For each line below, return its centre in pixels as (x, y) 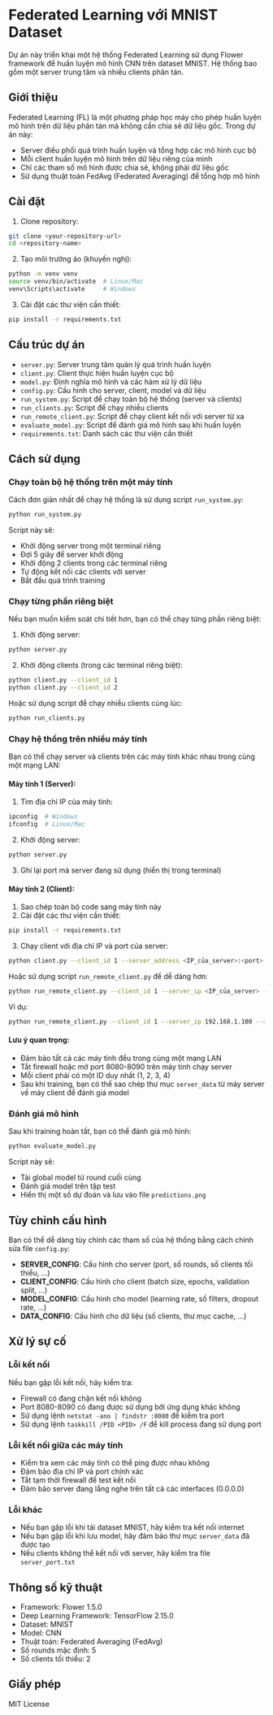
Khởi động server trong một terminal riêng (90, 546)
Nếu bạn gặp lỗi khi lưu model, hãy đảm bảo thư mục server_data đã (135, 1536)
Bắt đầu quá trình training (63, 580)
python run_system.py (45, 515)
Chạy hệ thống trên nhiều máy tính (78, 738)
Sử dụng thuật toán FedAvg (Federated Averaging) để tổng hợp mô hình (140, 175)
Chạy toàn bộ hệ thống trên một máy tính (91, 482)
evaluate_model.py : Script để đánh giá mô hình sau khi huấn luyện (130, 425)
